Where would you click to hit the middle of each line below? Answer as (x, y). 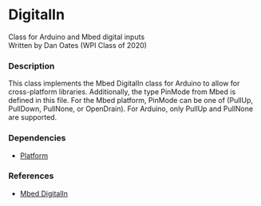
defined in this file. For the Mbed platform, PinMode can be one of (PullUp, (131, 101)
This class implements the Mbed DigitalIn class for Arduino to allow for (124, 83)
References (31, 176)
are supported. (33, 117)
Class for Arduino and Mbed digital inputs (77, 37)
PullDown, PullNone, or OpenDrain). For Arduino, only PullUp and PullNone (131, 109)
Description (32, 65)
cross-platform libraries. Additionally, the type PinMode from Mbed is (122, 92)
